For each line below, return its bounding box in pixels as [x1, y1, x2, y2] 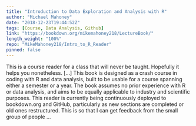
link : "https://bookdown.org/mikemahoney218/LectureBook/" [6, 31, 154, 37]
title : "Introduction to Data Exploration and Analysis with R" [6, 8, 167, 15]
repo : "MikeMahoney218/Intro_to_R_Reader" [6, 42, 112, 48]
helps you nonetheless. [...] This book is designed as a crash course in [6, 69, 178, 77]
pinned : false [6, 47, 41, 53]
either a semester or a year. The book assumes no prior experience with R [6, 82, 186, 89]
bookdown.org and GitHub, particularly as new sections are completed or [6, 101, 184, 108]
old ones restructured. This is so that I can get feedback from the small [6, 107, 178, 114]
